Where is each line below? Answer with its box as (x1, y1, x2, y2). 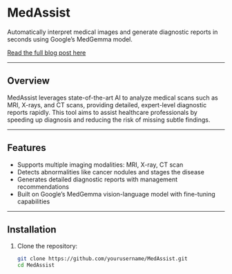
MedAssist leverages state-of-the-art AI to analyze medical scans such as (7, 93, 219, 102)
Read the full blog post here (7, 48, 86, 57)
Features (7, 142, 46, 154)
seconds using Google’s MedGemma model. (7, 35, 133, 43)
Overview (7, 75, 50, 87)
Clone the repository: (17, 242, 78, 250)
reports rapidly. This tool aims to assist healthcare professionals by (7, 108, 198, 116)
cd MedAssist (17, 262, 55, 269)
